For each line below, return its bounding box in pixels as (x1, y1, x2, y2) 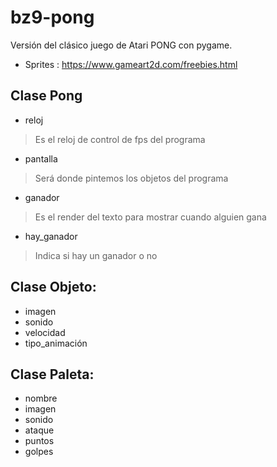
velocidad (24, 326, 66, 338)
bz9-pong (10, 6, 95, 29)
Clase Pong (10, 87, 83, 105)
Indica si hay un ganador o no (34, 249, 158, 261)
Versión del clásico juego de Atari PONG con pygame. (10, 39, 233, 51)
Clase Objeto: (10, 279, 97, 296)
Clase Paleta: (10, 366, 95, 383)
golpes (24, 446, 54, 458)
